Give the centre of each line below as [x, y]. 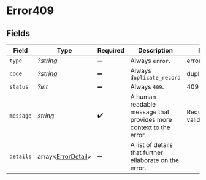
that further [147, 152]
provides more [151, 120]
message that [150, 112]
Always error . [150, 61]
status [19, 87]
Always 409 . [147, 87]
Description [155, 51]
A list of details [151, 145]
